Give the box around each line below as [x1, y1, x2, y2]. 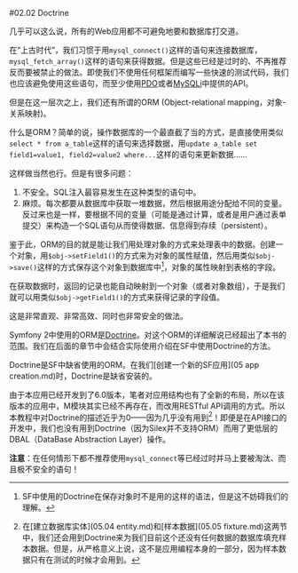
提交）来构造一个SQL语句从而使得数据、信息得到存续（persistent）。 [21, 220, 273, 230]
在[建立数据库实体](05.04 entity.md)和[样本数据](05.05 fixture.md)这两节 [21, 521, 288, 532]
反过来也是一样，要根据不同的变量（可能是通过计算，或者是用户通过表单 [21, 209, 286, 219]
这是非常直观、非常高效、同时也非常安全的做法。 [9, 310, 188, 321]
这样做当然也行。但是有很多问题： [9, 168, 134, 179]
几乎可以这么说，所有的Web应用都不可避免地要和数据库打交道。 [9, 26, 244, 36]
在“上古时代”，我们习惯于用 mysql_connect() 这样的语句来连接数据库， [9, 44, 263, 55]
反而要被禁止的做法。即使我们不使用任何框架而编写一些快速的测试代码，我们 [9, 67, 289, 77]
